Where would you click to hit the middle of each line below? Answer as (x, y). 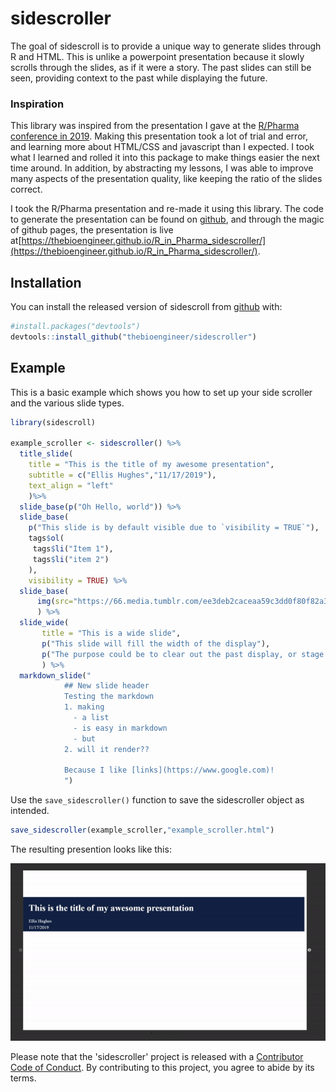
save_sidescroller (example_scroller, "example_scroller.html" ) (142, 830)
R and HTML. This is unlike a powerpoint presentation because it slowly (157, 56)
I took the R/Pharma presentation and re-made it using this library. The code (167, 209)
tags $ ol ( (46, 538)
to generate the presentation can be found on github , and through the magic (167, 219)
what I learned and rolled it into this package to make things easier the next (165, 158)
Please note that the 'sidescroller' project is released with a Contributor (157, 1057)
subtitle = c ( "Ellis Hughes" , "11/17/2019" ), (122, 475)
